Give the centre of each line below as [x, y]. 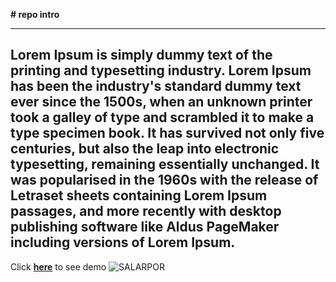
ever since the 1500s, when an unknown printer [161, 102]
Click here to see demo [58, 266]
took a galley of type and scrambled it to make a [162, 117]
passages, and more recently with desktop [146, 211]
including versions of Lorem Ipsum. [123, 242]
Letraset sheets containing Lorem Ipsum [139, 195]
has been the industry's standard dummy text [156, 86]
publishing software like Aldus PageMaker [145, 227]
